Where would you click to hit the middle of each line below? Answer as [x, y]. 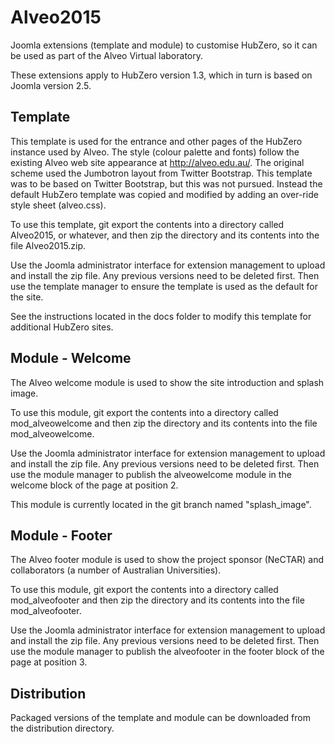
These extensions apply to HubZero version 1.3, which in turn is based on [161, 75]
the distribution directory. [62, 728]
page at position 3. [49, 662]
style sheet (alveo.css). [58, 205]
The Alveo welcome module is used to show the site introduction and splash [167, 382]
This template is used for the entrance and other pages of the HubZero [156, 141]
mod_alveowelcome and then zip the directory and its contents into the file [164, 423]
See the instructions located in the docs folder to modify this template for [161, 316]
